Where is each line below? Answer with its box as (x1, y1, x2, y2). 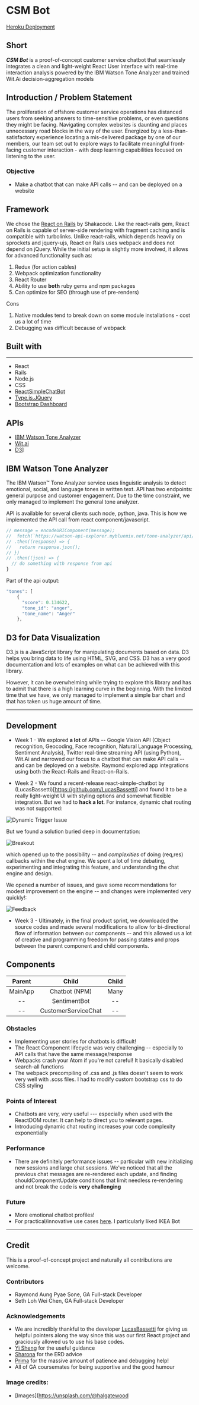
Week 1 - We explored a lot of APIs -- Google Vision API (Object (14, 736, 171, 743)
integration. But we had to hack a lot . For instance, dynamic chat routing (14, 798, 191, 806)
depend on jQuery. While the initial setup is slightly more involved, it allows (6, 245, 188, 253)
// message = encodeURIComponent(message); (6, 527, 115, 534)
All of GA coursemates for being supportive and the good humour (14, 1363, 175, 1371)
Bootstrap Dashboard (14, 401, 68, 408)
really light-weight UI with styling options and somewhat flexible (14, 792, 171, 799)
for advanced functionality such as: (6, 252, 93, 259)
